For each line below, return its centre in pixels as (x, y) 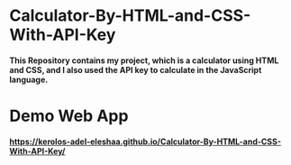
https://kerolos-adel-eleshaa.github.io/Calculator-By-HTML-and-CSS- (145, 142)
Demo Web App (69, 116)
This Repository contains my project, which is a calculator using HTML (144, 60)
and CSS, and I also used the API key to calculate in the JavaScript (136, 69)
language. (29, 79)
